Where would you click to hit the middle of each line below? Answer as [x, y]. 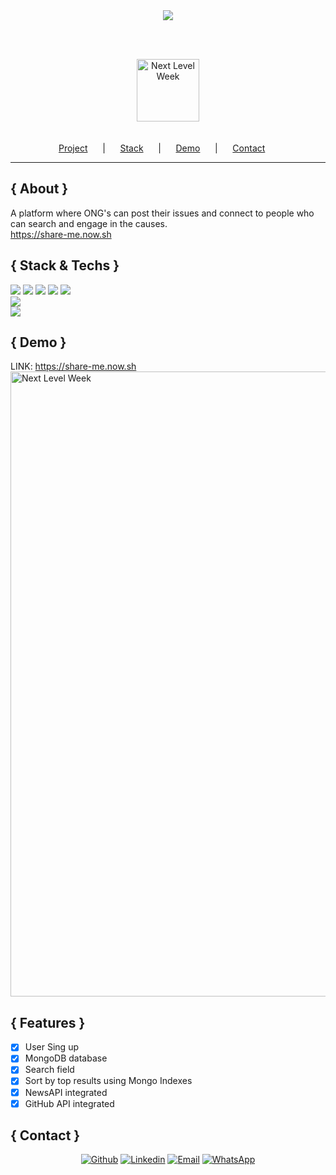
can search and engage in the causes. [89, 223]
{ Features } [48, 1022]
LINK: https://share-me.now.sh [73, 366]
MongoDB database [66, 1058]
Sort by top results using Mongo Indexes [108, 1081]
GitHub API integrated [69, 1103]
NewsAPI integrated [66, 1092]
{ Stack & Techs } [65, 265]
